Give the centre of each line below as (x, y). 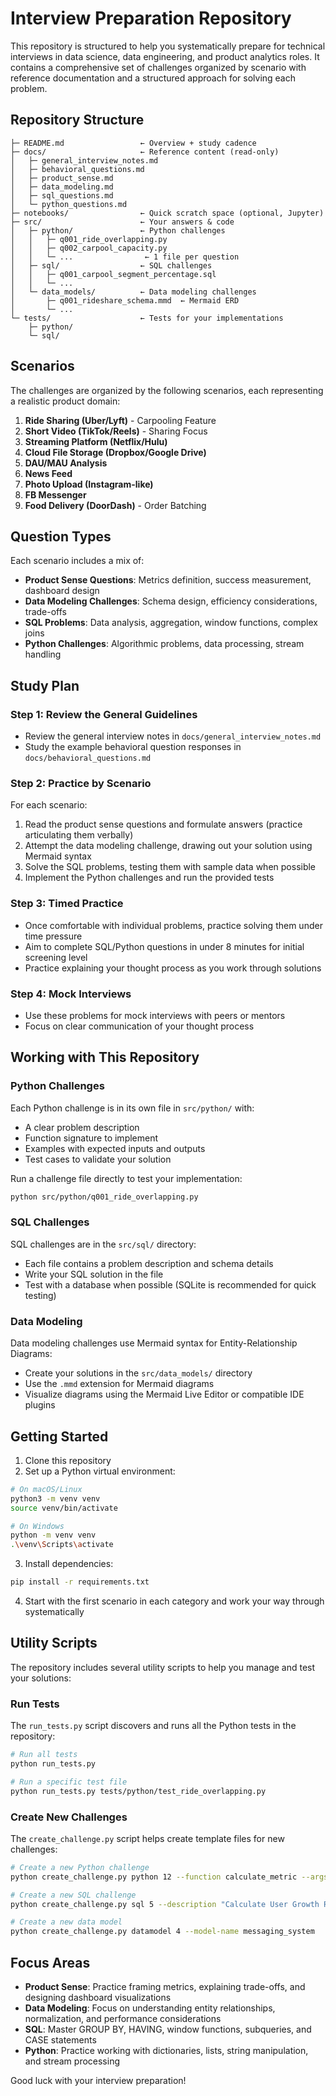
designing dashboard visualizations (98, 1998)
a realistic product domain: (65, 401)
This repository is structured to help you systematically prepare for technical (168, 46)
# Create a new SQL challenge (73, 1895)
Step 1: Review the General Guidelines (104, 714)
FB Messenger (55, 494)
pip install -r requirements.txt (80, 1582)
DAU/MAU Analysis (66, 463)
